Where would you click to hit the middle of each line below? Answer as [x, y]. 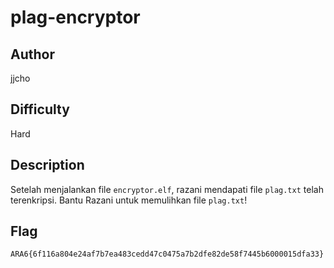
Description [47, 165]
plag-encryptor [75, 17]
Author [32, 54]
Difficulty [40, 109]
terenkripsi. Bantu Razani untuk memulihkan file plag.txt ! [129, 200]
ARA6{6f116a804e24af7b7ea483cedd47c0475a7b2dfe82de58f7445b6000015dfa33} [167, 254]
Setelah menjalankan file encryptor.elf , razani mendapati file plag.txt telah [167, 189]
